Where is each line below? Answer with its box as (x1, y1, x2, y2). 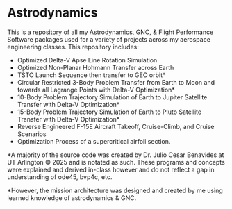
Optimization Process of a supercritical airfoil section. (17, 137, 171, 145)
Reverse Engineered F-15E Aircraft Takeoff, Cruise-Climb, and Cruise (17, 122, 215, 131)
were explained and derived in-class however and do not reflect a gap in (7, 165, 215, 174)
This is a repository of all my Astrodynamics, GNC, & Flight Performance (7, 28, 214, 36)
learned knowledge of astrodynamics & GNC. (7, 193, 137, 202)
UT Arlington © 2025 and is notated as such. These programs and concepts (7, 158, 226, 166)
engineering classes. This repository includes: (7, 42, 139, 51)
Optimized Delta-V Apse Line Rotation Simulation (17, 56, 158, 64)
